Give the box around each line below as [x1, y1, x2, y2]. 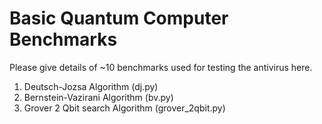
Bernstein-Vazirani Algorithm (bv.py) [23, 91, 174, 103]
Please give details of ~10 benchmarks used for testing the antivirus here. [9, 61, 313, 73]
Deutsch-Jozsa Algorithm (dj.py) [23, 80, 159, 92]
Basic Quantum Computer [9, 7, 229, 30]
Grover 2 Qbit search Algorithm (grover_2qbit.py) [23, 102, 226, 114]
